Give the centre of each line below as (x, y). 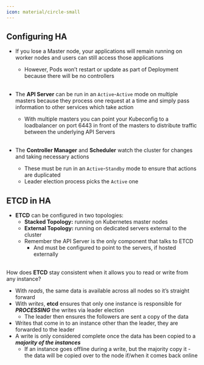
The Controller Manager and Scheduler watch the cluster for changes (104, 151)
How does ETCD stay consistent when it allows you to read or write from (97, 272)
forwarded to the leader (45, 330)
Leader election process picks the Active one (81, 182)
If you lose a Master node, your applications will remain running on (99, 51)
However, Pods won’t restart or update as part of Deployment (101, 69)
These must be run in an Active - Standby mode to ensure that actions (110, 169)
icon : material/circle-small (43, 12)
